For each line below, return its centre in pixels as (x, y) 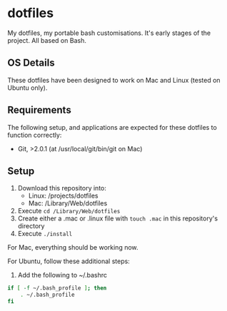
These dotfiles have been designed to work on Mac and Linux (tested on (114, 80)
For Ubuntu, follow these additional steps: (69, 261)
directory (31, 226)
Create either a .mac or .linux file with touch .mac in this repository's (118, 218)
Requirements (39, 110)
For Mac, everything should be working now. (73, 248)
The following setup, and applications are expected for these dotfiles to (112, 127)
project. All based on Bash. (47, 40)
